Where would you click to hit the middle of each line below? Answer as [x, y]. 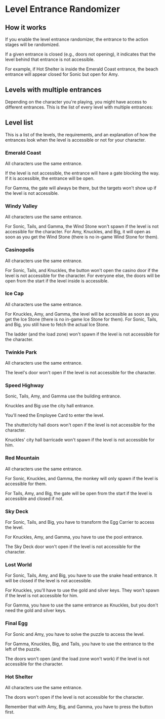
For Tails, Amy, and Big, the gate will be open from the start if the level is [79, 493]
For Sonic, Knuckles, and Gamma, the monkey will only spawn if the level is [82, 478]
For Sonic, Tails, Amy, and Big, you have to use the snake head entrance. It [81, 575]
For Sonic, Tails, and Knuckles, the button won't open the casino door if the [82, 270]
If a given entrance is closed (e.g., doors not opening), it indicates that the [81, 54]
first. [10, 712]
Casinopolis [20, 250]
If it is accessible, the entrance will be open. [50, 178]
